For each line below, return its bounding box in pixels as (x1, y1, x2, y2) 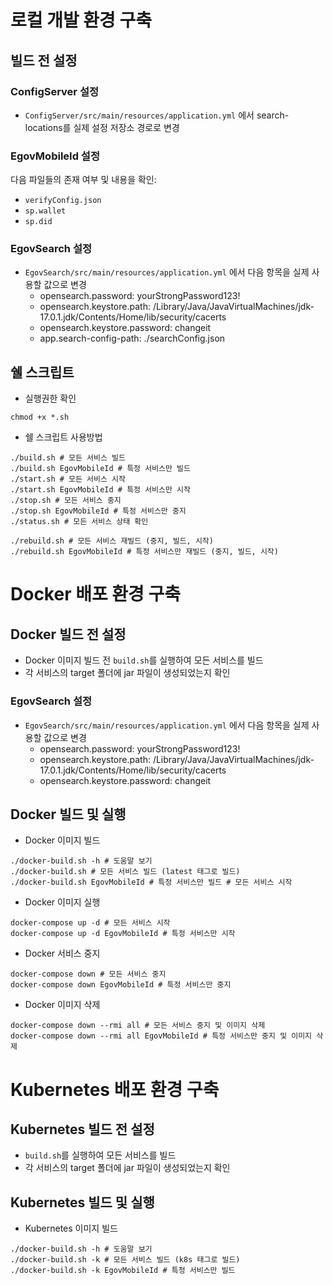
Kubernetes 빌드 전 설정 (10, 1121, 155, 1138)
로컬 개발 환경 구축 (10, 9, 152, 32)
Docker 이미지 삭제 (24, 999, 101, 1011)
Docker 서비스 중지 (24, 947, 101, 960)
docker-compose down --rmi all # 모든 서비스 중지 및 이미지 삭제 (10, 1021, 266, 1031)
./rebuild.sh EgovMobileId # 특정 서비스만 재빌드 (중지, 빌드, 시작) (10, 547, 279, 557)
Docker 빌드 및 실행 (10, 806, 127, 823)
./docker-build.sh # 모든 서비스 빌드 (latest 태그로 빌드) (10, 867, 241, 877)
